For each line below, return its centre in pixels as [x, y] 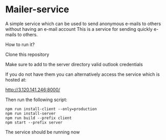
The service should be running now [43, 132]
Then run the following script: [36, 99]
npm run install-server [31, 113]
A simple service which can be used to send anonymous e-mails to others [83, 24]
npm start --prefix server [34, 122]
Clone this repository [27, 54]
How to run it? [20, 44]
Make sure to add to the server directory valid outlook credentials [74, 64]
